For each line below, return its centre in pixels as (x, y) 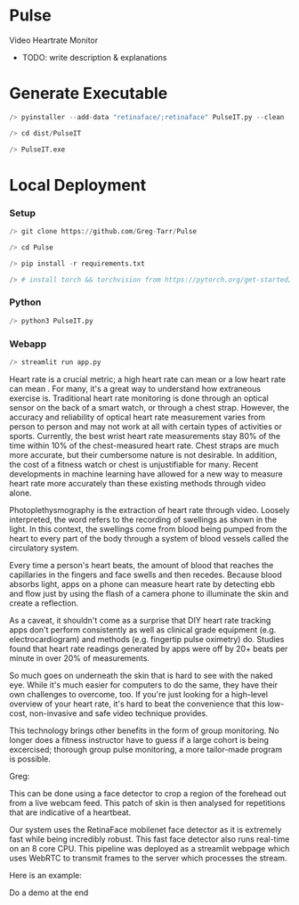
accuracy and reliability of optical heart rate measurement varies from (137, 417)
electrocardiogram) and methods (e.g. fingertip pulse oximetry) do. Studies (147, 639)
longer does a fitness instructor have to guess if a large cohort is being (139, 739)
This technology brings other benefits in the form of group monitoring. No (144, 730)
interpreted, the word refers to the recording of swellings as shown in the (143, 519)
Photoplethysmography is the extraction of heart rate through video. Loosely (149, 510)
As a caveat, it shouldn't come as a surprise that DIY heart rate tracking (140, 620)
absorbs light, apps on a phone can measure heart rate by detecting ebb (142, 583)
